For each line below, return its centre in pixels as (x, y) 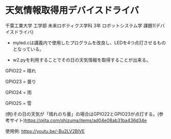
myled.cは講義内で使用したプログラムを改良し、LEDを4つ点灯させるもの (89, 43)
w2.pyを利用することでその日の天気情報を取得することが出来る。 (82, 60)
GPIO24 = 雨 (19, 92)
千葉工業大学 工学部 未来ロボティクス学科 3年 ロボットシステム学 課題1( (81, 25)
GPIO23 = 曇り (21, 81)
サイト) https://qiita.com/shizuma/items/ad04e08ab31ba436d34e (78, 120)
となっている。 (28, 49)
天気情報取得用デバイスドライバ (72, 10)
